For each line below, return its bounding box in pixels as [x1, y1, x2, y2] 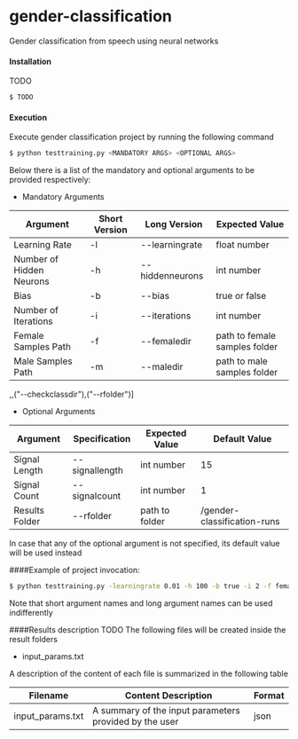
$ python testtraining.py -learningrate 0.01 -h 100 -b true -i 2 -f [9, 582, 272, 591]
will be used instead [9, 547, 82, 558]
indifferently [9, 607, 53, 617]
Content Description [124, 689, 213, 702]
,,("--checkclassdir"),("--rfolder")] [9, 389, 135, 400]
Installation [9, 56, 51, 67]
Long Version [145, 218, 203, 231]
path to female [216, 330, 277, 342]
